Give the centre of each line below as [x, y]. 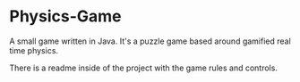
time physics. [34, 50]
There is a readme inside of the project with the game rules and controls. [143, 68]
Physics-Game [65, 16]
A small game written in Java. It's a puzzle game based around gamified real [150, 41]
